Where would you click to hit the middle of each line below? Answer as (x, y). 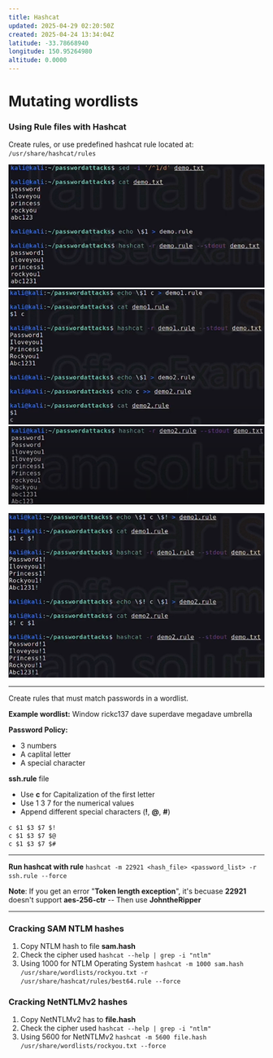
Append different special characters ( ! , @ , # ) (95, 811)
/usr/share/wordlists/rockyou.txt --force (93, 1047)
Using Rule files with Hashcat (68, 127)
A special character (53, 762)
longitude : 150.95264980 (50, 52)
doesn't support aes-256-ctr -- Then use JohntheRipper (105, 899)
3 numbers (38, 745)
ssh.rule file (29, 779)
